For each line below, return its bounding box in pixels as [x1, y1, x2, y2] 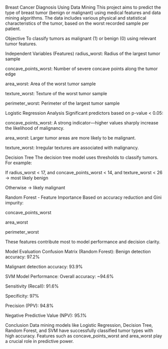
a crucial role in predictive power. [5, 338, 74, 344]
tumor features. [5, 41, 38, 47]
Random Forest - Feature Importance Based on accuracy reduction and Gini [5, 194, 162, 200]
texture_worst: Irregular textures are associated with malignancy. [5, 145, 139, 151]
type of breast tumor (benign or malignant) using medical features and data [5, 10, 161, 16]
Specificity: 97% [5, 293, 39, 299]
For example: [5, 160, 33, 166]
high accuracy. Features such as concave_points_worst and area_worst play [5, 333, 162, 339]
